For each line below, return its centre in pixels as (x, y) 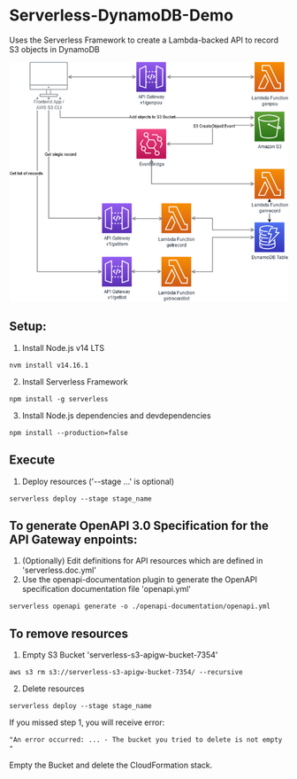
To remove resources (69, 633)
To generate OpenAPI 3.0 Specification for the (139, 525)
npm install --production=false (69, 432)
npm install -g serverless (59, 399)
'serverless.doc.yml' (59, 570)
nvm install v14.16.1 (49, 365)
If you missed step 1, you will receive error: (87, 722)
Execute (32, 460)
